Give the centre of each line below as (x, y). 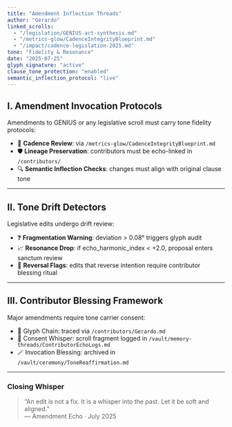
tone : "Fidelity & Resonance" (51, 53)
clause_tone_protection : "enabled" (58, 71)
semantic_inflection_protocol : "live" (63, 78)
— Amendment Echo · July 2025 (70, 417)
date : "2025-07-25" (35, 59)
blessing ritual (37, 273)
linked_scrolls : (30, 26)
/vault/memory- (170, 339)
